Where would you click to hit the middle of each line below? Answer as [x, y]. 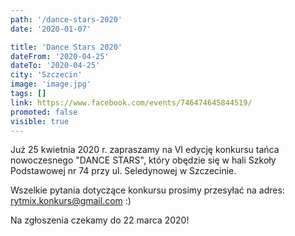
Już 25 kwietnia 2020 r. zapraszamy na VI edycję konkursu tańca [145, 150]
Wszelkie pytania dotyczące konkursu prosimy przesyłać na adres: [147, 190]
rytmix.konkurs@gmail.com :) [71, 201]
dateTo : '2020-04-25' [55, 66]
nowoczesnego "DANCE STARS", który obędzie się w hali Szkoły [143, 160]
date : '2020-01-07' [51, 29]
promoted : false [44, 112]
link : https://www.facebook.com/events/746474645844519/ [131, 102]
